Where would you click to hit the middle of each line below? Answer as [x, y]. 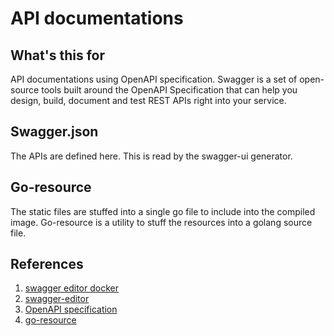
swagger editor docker [71, 288]
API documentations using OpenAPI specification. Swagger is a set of [154, 79]
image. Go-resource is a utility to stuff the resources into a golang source [161, 222]
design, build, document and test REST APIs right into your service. [148, 100]
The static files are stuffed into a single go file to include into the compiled [163, 211]
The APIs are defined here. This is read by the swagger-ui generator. [151, 156]
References [47, 264]
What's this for [58, 55]
